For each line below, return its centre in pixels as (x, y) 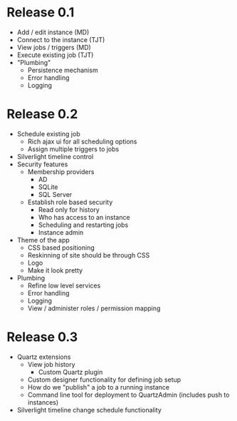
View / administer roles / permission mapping (94, 308)
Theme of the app (43, 240)
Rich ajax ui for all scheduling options (82, 141)
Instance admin (61, 232)
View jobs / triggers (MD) (54, 47)
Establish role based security (70, 202)
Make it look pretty (55, 270)
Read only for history (69, 209)
